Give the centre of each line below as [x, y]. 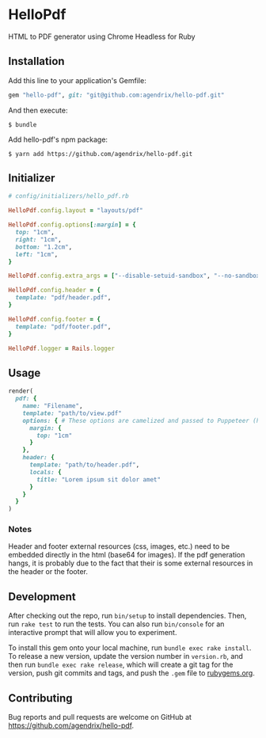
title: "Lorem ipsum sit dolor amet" [99, 479]
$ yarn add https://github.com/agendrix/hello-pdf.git [101, 154]
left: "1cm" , [37, 254]
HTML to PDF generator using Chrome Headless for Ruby [102, 36]
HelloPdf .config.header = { [55, 291]
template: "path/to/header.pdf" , [84, 465]
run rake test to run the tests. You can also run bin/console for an [116, 624]
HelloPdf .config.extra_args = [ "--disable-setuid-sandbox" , [110, 276]
